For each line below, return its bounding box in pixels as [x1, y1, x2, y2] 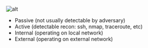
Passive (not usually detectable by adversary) [14, 17, 126, 23]
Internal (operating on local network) [14, 29, 104, 36]
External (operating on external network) [14, 36, 113, 42]
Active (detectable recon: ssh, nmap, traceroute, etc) [14, 23, 143, 30]
